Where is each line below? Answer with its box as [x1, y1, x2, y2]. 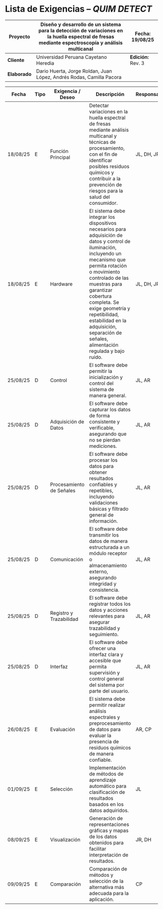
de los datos [89, 833, 117, 840]
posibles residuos [89, 163, 130, 170]
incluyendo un [89, 250, 122, 257]
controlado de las [89, 274, 129, 281]
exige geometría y [89, 305, 130, 311]
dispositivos [89, 219, 117, 226]
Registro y [50, 609, 74, 616]
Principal [50, 154, 70, 160]
